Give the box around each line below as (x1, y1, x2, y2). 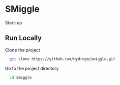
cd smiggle (9, 75, 32, 80)
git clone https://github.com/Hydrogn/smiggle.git (9, 57, 116, 61)
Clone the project (5, 47, 40, 53)
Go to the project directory (5, 65, 59, 71)
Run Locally (5, 34, 42, 42)
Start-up (5, 20, 22, 26)
